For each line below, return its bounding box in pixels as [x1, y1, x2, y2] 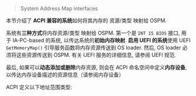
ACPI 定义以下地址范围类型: [6, 84, 73, 90]
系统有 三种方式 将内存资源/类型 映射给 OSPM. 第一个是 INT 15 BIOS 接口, [6, 29, 180, 36]
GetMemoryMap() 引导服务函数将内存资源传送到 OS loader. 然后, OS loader [6, 44, 181, 51]
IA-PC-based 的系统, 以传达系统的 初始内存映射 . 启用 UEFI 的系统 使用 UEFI [12, 37, 191, 43]
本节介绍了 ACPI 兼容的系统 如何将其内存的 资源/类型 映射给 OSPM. [6, 17, 167, 24]
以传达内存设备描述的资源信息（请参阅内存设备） [6, 71, 124, 78]
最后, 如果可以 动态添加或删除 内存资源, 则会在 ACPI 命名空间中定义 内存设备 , [6, 64, 187, 71]
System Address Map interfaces [20, 5, 98, 12]
